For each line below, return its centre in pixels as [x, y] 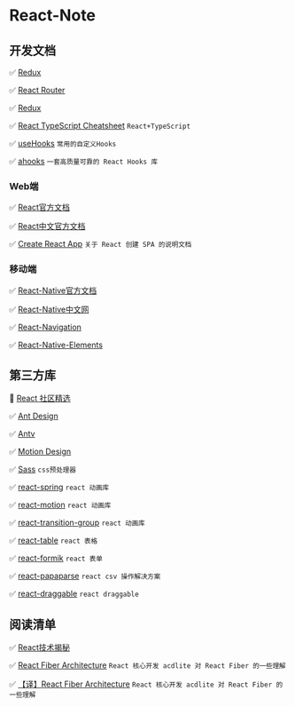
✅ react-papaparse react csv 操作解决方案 [85, 576]
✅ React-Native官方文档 [53, 290]
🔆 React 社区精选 [40, 398]
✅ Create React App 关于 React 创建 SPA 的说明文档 [101, 244]
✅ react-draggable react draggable [74, 594]
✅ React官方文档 [40, 207]
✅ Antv [22, 434]
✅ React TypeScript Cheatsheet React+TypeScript [100, 126]
